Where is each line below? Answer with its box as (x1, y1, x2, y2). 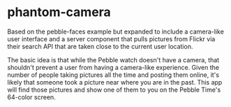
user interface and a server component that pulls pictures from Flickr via (7, 34, 216, 43)
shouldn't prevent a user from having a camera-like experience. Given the (7, 63, 220, 71)
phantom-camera (7, 4, 112, 20)
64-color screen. (7, 92, 56, 101)
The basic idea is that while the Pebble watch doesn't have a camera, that (7, 55, 220, 64)
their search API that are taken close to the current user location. (7, 42, 193, 50)
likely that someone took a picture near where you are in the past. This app (7, 78, 223, 86)
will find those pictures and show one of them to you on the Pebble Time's (7, 85, 221, 94)
